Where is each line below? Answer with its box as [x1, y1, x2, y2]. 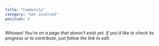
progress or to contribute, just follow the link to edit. [5, 35, 111, 41]
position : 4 [5, 16, 30, 21]
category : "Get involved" [5, 12, 58, 17]
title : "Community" [5, 7, 45, 12]
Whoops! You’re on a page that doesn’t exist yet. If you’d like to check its [5, 30, 154, 36]
